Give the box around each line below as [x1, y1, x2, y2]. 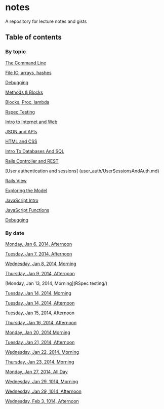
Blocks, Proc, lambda [5, 99, 50, 105]
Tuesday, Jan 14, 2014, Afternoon [5, 300, 75, 306]
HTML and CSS [5, 138, 37, 144]
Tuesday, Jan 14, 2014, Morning [5, 290, 72, 296]
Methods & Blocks [5, 89, 43, 95]
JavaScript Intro [5, 197, 39, 203]
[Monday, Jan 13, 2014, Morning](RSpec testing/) [5, 280, 108, 286]
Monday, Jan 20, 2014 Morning [5, 329, 70, 336]
